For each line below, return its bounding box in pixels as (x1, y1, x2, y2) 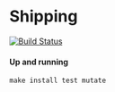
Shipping (9, 6, 78, 27)
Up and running (9, 56, 69, 67)
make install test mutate (9, 76, 106, 86)
